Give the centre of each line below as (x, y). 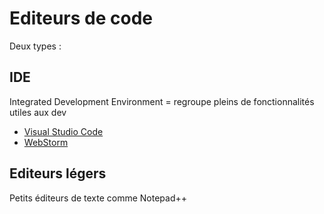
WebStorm (46, 142)
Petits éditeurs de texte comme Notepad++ (98, 198)
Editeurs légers (58, 173)
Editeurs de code (81, 18)
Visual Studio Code (63, 131)
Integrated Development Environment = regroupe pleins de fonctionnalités (162, 101)
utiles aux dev (38, 112)
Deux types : (35, 46)
